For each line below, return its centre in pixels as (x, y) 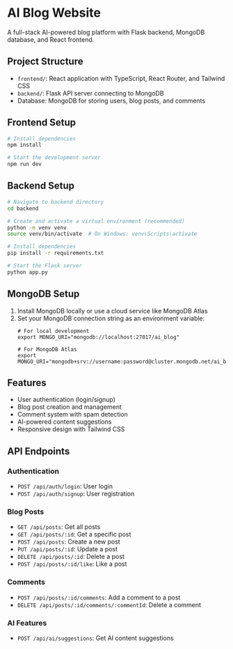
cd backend (23, 208)
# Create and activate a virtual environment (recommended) (96, 221)
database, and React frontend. (51, 39)
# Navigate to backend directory (56, 202)
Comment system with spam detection (73, 415)
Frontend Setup (42, 122)
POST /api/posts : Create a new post (69, 542)
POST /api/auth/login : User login (65, 486)
